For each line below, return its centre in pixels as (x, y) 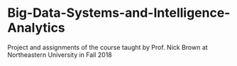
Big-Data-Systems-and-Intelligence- (119, 13)
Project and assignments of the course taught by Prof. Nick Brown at (108, 47)
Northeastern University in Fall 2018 (60, 55)
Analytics (36, 28)
